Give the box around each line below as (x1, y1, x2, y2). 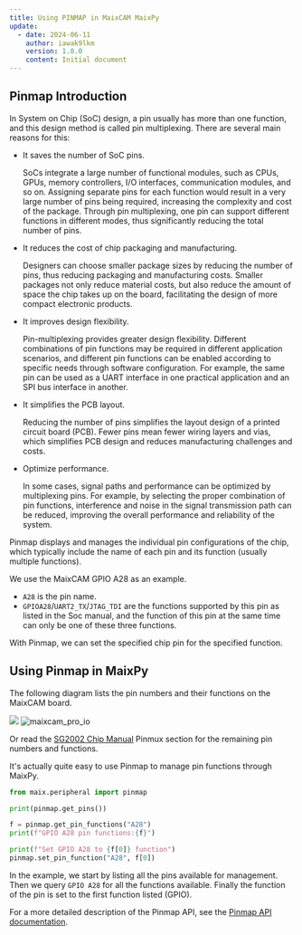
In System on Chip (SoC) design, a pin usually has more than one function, (9, 112, 287, 123)
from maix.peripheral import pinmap (9, 787, 147, 797)
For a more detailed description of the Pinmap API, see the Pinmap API (9, 906, 272, 917)
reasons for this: (9, 132, 71, 143)
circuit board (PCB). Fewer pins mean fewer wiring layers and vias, (22, 426, 271, 437)
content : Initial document (25, 55, 127, 64)
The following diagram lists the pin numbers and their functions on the (9, 687, 271, 698)
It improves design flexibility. (22, 316, 129, 327)
